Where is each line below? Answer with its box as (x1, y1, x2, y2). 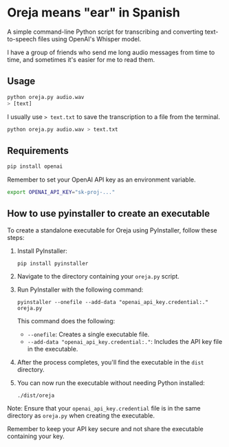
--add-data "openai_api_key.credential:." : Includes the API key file (27, 337, 223, 345)
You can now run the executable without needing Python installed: (17, 378, 205, 386)
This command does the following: (17, 316, 116, 325)
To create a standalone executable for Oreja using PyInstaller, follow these (7, 226, 218, 235)
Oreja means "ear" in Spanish (7, 5, 180, 21)
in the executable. (27, 345, 78, 353)
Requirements (7, 144, 69, 156)
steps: (7, 233, 25, 241)
